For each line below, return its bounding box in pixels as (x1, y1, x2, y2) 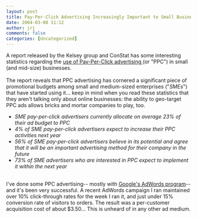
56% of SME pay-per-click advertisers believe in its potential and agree (14, 138, 189, 145)
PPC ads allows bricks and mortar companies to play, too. (6, 102, 145, 108)
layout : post (6, 8, 38, 15)
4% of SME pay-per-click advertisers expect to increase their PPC (14, 125, 176, 132)
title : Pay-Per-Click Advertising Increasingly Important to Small (6, 14, 175, 20)
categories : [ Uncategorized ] (6, 36, 77, 42)
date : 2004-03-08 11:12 (6, 19, 64, 25)
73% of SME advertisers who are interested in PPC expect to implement (14, 156, 189, 163)
